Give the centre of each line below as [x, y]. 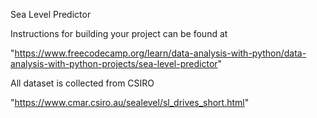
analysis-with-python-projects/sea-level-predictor [114, 63]
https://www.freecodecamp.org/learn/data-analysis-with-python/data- [160, 53]
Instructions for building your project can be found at [119, 33]
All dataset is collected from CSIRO [82, 83]
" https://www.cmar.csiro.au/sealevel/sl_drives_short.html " [130, 102]
